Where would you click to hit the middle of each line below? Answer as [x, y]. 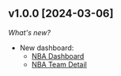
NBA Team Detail [59, 64]
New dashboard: [47, 48]
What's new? [30, 32]
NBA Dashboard [58, 56]
